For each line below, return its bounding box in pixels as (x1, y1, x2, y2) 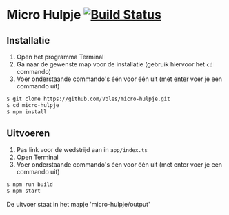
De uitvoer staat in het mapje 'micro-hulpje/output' (6, 200, 150, 209)
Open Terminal (16, 153, 59, 162)
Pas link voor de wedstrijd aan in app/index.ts (16, 146, 148, 154)
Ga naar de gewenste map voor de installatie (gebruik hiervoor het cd (16, 60, 213, 68)
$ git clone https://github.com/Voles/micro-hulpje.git (6, 95, 170, 102)
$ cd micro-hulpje (6, 102, 59, 109)
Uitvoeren (6, 128, 50, 140)
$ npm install (6, 108, 48, 115)
